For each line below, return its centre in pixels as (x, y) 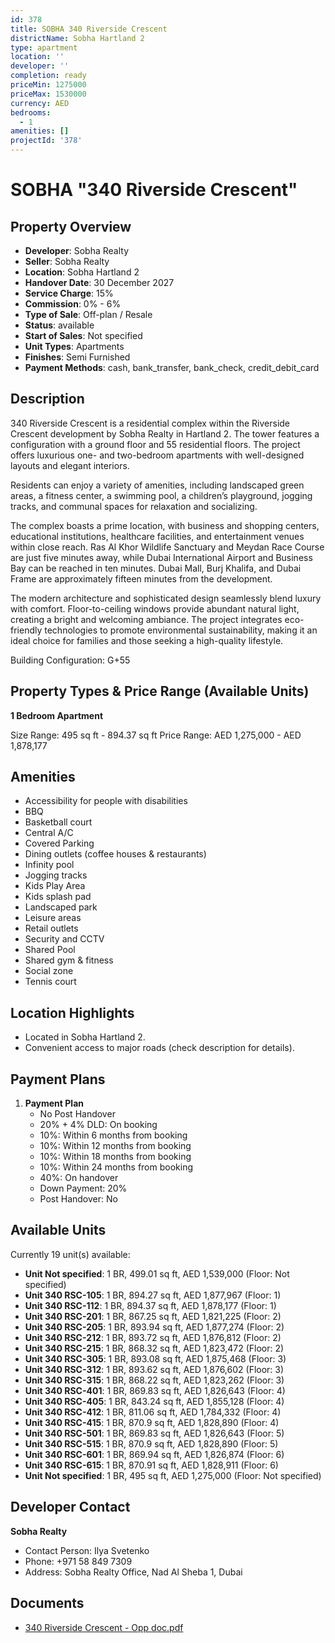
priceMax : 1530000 (48, 94)
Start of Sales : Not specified (83, 335)
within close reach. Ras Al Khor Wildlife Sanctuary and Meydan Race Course (167, 547)
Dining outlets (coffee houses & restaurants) (115, 854)
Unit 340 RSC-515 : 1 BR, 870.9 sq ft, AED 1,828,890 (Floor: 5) (151, 1443)
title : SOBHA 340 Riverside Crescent (89, 29)
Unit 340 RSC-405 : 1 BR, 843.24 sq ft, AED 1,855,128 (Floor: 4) (154, 1401)
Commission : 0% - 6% (73, 304)
